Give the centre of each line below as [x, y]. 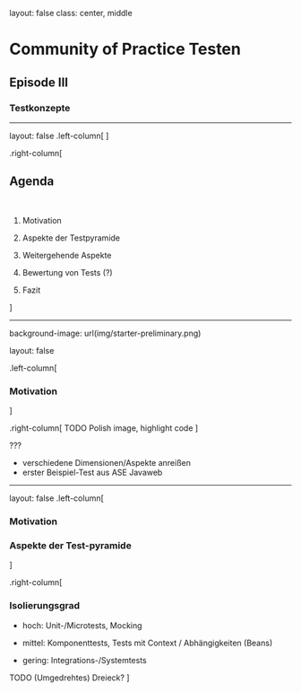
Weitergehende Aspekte [67, 255]
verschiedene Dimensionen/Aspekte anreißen [106, 462]
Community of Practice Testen [125, 49]
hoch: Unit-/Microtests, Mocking [82, 625]
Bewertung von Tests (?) [68, 272]
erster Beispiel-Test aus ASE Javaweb [92, 472]
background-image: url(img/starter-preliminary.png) [105, 333]
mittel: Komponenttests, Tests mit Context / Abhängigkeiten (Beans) [147, 643]
